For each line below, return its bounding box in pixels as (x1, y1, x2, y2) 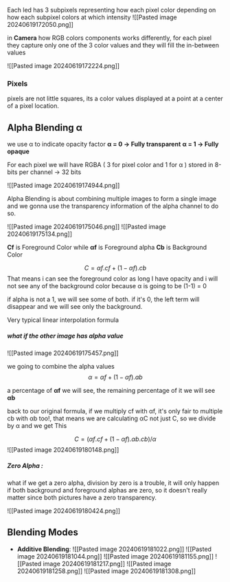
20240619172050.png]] (7, 21, 74, 28)
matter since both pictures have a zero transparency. (7, 493, 157, 502)
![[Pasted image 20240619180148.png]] (7, 446, 119, 454)
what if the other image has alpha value (7, 332, 124, 340)
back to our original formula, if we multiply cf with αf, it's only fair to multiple (7, 407, 223, 416)
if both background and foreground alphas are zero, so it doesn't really (7, 486, 207, 495)
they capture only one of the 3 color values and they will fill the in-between (7, 41, 220, 49)
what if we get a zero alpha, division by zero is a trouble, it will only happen (7, 479, 220, 487)
